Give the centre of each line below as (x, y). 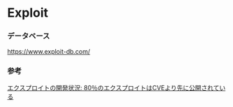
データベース (29, 36)
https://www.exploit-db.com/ (49, 52)
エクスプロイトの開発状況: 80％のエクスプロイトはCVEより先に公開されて (113, 87)
